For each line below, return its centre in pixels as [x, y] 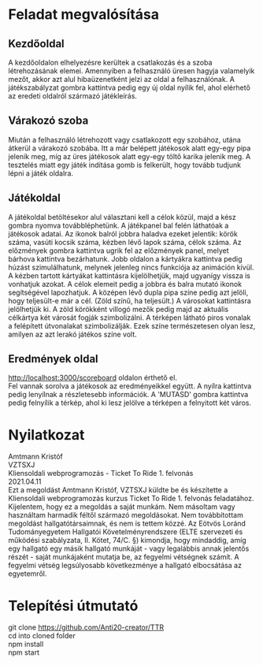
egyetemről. [28, 574]
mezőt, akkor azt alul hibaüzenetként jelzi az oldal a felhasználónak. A [121, 79]
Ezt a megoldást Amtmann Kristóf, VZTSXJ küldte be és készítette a [118, 490]
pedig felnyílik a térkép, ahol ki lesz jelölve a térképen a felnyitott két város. [130, 403]
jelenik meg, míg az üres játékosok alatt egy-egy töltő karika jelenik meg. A [130, 156]
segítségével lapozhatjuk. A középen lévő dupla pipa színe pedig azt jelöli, [128, 292]
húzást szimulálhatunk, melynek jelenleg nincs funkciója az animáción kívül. [131, 267]
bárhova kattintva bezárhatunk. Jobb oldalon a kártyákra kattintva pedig [125, 258]
